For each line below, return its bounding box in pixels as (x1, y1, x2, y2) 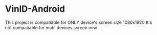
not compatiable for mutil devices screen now (5, 24, 97, 30)
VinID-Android (5, 3, 65, 15)
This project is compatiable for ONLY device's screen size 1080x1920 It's (5, 19, 153, 25)
